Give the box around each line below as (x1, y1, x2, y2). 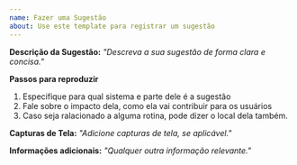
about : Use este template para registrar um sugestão (9, 22, 216, 31)
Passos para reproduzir (9, 73, 99, 84)
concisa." (9, 56, 45, 67)
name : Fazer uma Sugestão (9, 13, 106, 23)
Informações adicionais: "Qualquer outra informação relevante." (9, 145, 252, 156)
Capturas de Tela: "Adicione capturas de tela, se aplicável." (9, 127, 232, 138)
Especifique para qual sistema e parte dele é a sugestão (22, 91, 231, 102)
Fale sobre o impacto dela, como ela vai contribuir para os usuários (22, 100, 273, 111)
